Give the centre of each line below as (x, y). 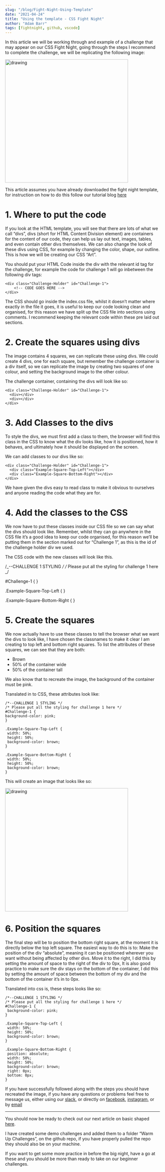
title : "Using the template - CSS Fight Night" (55, 19)
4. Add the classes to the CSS (67, 513)
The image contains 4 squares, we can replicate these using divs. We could (82, 356)
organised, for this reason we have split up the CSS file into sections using (80, 312)
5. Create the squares (50, 621)
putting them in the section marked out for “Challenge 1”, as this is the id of (81, 542)
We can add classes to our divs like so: (44, 456)
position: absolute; (28, 1054)
